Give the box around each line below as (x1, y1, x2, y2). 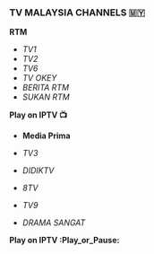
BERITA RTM (21, 83, 70, 93)
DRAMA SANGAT (21, 217, 86, 228)
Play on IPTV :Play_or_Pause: (9, 235, 120, 246)
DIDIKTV (21, 165, 55, 176)
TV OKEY (21, 73, 57, 83)
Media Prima (21, 130, 71, 141)
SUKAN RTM (21, 92, 70, 102)
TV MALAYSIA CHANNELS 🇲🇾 (9, 6, 146, 19)
